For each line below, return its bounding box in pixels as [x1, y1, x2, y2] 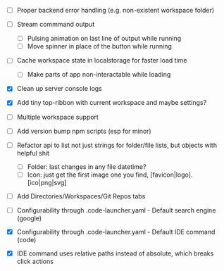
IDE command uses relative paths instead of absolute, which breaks [16, 249, 214, 258]
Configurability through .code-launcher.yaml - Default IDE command [16, 227, 216, 236]
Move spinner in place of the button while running [27, 42, 172, 51]
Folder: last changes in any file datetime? [27, 162, 147, 171]
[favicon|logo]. [150, 170, 193, 179]
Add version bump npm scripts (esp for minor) [16, 127, 152, 135]
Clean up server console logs [16, 84, 103, 93]
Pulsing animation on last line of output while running [27, 34, 181, 43]
